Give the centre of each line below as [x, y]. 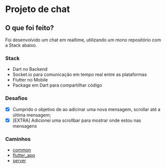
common [22, 150]
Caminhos [18, 139]
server [19, 161]
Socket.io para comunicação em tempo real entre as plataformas [80, 74]
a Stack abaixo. [21, 45]
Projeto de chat [38, 9]
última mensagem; [32, 115]
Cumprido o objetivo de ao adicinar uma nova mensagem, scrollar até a [87, 109]
